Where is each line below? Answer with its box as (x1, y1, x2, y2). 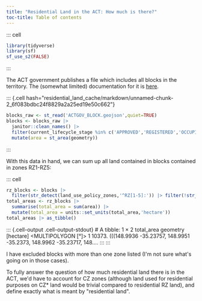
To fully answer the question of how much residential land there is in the (6, 268, 185, 276)
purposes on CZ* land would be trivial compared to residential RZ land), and (6, 281, 195, 288)
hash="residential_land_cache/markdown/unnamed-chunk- (26, 95, 174, 102)
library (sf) (6, 48, 36, 54)
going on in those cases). (6, 256, 69, 264)
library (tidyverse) (6, 43, 55, 49)
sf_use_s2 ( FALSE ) (6, 54, 50, 60)
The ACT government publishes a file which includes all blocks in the (6, 76, 177, 84)
